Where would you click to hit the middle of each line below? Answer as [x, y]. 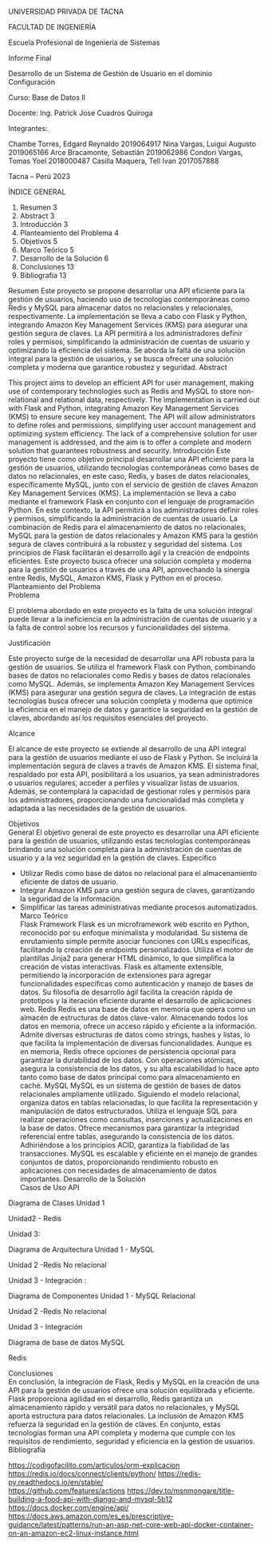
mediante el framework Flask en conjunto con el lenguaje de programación [131, 502]
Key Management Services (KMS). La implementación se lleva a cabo [122, 493]
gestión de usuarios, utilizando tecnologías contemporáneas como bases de [134, 468]
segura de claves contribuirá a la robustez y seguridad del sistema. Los [125, 544]
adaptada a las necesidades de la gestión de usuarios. [98, 808]
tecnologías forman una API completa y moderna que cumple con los [122, 1433]
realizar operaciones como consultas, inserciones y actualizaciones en [136, 1119]
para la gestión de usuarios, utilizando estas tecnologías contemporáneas [130, 841]
